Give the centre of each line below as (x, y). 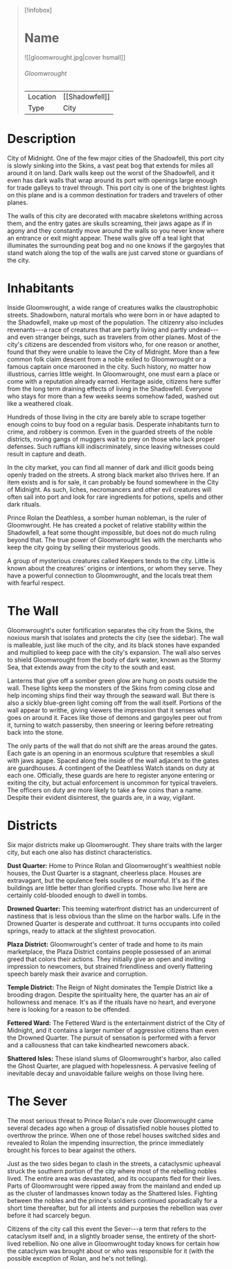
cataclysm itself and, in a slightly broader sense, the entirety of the (102, 1236)
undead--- (204, 330)
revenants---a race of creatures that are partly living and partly (97, 330)
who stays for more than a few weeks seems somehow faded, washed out (113, 396)
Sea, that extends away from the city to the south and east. (91, 667)
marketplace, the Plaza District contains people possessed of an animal (109, 951)
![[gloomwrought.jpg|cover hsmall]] (75, 57)
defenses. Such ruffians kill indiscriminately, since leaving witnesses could (114, 447)
